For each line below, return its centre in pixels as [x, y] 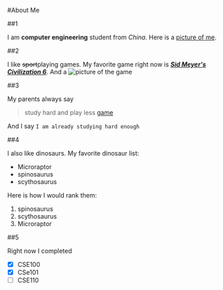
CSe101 [28, 272]
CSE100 [29, 264]
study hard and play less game [69, 112]
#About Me [23, 10]
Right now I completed [40, 251]
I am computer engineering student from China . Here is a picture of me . [112, 37]
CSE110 [28, 280]
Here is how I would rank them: [52, 195]
